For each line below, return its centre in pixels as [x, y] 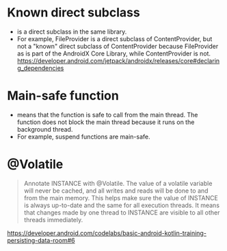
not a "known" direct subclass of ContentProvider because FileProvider [118, 46]
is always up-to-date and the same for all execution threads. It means [122, 205]
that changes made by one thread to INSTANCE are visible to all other [122, 212]
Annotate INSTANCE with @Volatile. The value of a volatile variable [118, 183]
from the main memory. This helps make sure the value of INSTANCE [121, 198]
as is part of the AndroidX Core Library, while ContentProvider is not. [113, 53]
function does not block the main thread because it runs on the [106, 122]
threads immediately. [53, 219]
